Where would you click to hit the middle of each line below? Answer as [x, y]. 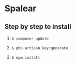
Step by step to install [38, 27]
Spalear [21, 9]
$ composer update [30, 39]
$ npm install [26, 58]
